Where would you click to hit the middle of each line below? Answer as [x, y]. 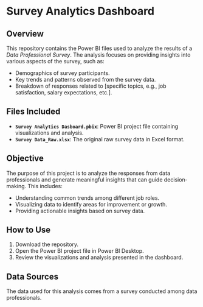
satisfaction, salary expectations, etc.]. [64, 92]
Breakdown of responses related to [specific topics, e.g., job [91, 86]
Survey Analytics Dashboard [81, 11]
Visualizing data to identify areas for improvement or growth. [91, 204]
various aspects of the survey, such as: [55, 61]
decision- [176, 179]
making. [16, 186]
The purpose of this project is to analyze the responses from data [88, 173]
